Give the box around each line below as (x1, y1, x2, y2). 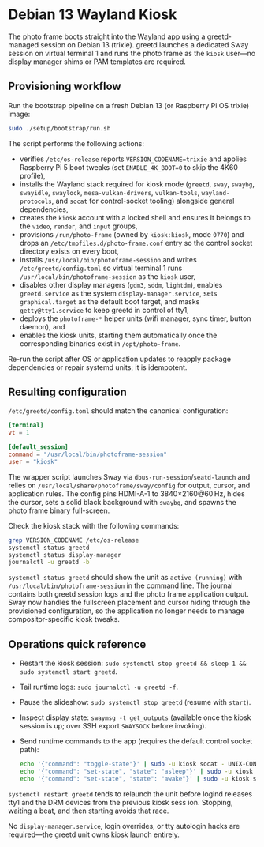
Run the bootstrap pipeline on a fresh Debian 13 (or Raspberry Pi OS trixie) (8, 100, 250, 110)
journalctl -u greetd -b (8, 559, 90, 567)
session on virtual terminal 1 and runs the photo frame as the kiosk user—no (8, 48, 256, 58)
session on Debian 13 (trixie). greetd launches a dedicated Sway (40, 40, 249, 49)
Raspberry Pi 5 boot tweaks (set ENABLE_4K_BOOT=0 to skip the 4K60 (19, 162, 238, 171)
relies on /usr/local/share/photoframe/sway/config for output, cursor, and (8, 480, 251, 490)
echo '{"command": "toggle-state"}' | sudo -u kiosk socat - (19, 760, 225, 768)
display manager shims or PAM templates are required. (8, 57, 187, 66)
